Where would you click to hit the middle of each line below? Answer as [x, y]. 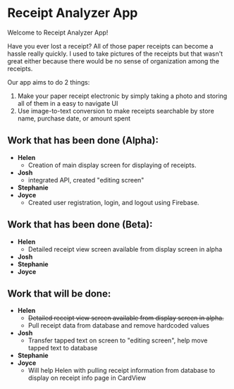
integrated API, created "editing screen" [86, 180]
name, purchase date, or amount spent [74, 118]
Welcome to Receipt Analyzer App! [58, 32]
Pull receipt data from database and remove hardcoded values [119, 326]
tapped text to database [63, 348]
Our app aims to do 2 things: [49, 82]
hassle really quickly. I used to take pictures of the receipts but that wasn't [115, 54]
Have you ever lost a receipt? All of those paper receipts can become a [110, 46]
